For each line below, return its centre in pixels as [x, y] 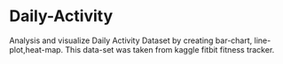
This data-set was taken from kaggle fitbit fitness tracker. [170, 49]
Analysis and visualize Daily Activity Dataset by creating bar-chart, [131, 40]
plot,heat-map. [36, 49]
